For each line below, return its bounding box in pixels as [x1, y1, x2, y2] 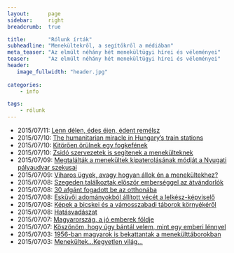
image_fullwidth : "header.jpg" [16, 68, 109, 75]
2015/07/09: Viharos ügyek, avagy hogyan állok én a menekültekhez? [17, 171, 219, 179]
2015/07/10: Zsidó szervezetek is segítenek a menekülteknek [17, 148, 194, 157]
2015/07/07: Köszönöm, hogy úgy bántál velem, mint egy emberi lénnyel [17, 223, 226, 231]
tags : [7, 101, 23, 108]
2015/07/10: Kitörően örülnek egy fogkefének [17, 141, 149, 149]
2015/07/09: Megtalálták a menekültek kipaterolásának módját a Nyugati [17, 156, 227, 164]
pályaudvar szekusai [17, 164, 77, 171]
